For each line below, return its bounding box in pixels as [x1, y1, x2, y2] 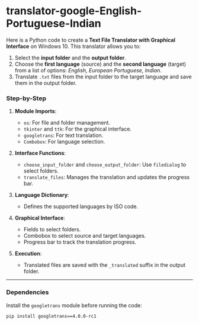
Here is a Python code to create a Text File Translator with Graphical [6, 36, 176, 43]
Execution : [14, 250, 42, 257]
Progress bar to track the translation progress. [23, 238, 137, 246]
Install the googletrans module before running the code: [6, 301, 142, 309]
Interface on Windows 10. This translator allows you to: [6, 43, 141, 50]
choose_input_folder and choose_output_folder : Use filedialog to [23, 161, 187, 168]
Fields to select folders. [23, 226, 81, 233]
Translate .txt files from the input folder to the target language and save [14, 73, 192, 80]
